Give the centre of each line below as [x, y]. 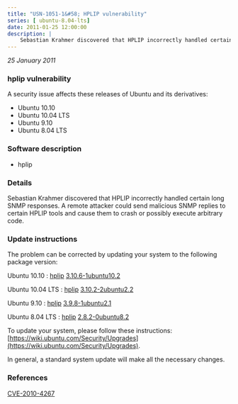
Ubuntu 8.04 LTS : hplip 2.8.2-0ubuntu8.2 [68, 317]
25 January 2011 [32, 60]
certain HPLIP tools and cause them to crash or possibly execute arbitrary [115, 213]
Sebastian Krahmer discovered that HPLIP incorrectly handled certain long [116, 198]
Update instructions [42, 239]
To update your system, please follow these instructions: [90, 331]
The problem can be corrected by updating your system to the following [112, 254]
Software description [45, 149]
